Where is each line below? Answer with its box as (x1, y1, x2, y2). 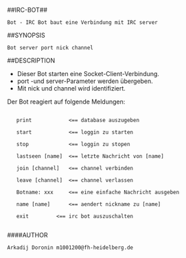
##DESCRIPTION (7, 56, 56, 64)
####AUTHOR (7, 231, 48, 239)
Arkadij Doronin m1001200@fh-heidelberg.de (7, 244, 134, 251)
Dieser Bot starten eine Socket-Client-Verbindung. (16, 70, 160, 78)
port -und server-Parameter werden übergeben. (16, 77, 153, 85)
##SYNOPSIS (7, 31, 46, 39)
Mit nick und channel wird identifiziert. (16, 84, 126, 92)
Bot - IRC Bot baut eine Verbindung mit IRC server (7, 19, 158, 26)
